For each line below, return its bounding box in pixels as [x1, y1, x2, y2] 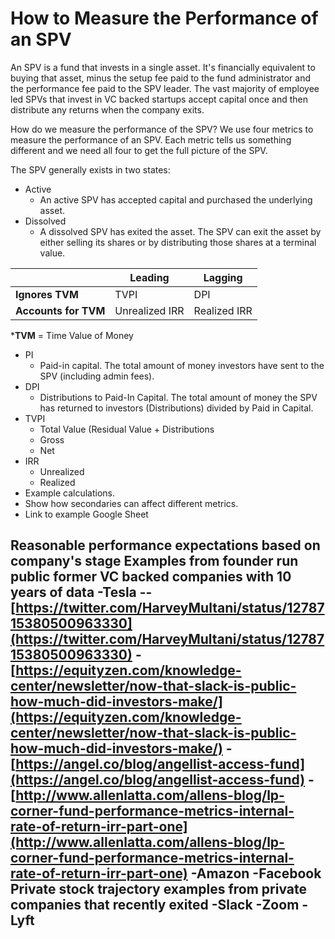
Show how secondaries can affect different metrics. [24, 497, 239, 509]
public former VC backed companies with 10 [10, 568, 292, 586]
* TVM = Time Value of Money [10, 329, 134, 341]
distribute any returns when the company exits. [10, 103, 205, 116]
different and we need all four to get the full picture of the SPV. [10, 144, 268, 156]
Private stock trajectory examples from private [10, 881, 308, 898]
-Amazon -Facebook [190, 865, 322, 882]
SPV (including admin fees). [39, 370, 155, 382]
